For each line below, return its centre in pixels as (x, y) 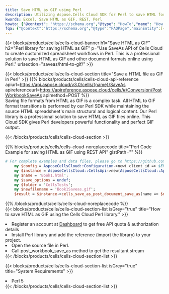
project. (13, 240)
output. (13, 127)
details (12, 230)
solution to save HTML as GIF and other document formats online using (79, 59)
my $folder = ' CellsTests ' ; (44, 185)
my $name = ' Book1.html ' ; (41, 175)
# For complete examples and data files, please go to (64, 161)
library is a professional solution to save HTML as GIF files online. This (78, 117)
